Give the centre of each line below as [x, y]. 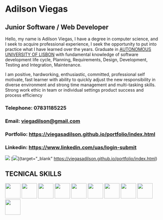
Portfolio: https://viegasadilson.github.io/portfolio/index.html [80, 134]
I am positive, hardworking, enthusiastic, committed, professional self [75, 74]
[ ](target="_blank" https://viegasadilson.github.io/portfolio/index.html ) [84, 159]
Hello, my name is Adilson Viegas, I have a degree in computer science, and [81, 39]
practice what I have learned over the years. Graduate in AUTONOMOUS [78, 49]
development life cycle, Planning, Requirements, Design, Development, [76, 60]
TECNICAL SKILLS [33, 174]
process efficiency [24, 95]
